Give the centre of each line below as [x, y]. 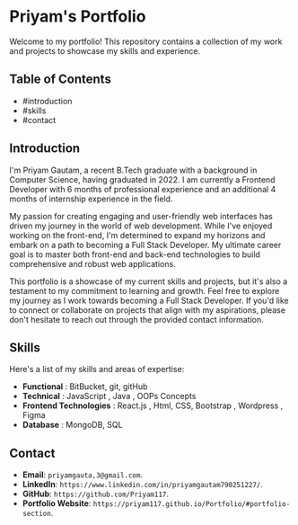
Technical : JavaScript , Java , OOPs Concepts [109, 396]
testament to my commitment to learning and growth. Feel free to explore [145, 290]
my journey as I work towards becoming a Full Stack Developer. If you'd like [149, 300]
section [36, 514]
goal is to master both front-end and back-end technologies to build [135, 254]
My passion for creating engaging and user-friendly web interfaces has [141, 216]
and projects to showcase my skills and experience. [105, 50]
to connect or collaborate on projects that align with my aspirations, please [147, 310]
